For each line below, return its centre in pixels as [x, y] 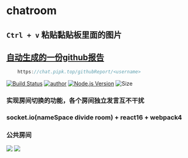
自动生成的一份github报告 [55, 57]
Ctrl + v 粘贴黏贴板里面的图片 [64, 35]
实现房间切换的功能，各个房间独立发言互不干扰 [75, 100]
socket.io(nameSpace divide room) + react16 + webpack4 [94, 118]
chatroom [32, 11]
